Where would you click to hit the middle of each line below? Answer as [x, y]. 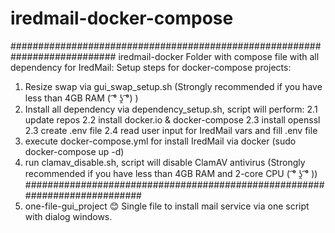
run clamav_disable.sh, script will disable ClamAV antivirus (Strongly [165, 162]
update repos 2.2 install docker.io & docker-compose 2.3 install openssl [172, 119]
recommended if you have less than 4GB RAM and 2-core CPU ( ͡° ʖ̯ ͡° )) [171, 173]
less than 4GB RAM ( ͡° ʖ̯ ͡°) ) [81, 98]
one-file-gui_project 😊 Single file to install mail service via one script [167, 206]
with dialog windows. [68, 216]
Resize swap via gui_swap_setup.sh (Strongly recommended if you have [173, 86]
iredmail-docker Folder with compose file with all [219, 56]
